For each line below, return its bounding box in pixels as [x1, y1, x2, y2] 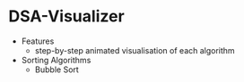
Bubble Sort [34, 64, 80, 75]
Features [21, 36, 55, 46]
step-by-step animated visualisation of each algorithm [34, 45, 235, 55]
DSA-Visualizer [8, 6, 125, 27]
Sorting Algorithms [21, 54, 91, 65]
